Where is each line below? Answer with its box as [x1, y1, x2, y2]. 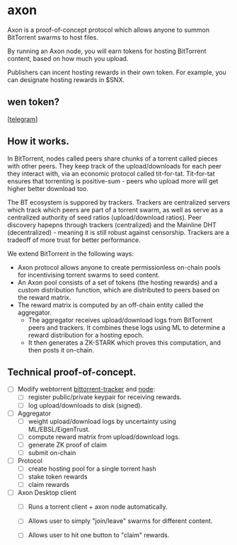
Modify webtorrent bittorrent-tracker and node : [17, 385, 156, 394]
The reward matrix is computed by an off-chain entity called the [17, 300, 204, 309]
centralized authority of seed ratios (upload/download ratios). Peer [7, 213, 202, 222]
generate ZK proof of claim [28, 440, 108, 449]
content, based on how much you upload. [7, 54, 129, 62]
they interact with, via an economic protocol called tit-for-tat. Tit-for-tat [7, 169, 215, 178]
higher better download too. [7, 184, 89, 193]
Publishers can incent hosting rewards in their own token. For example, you [7, 68, 226, 76]
